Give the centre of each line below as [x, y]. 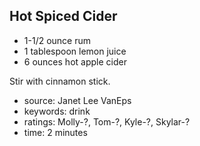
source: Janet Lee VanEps [77, 100]
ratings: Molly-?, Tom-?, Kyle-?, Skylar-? [107, 121]
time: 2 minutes [55, 132]
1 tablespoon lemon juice [75, 51]
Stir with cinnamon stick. [60, 81]
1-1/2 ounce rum [57, 40]
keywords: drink [57, 111]
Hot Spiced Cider [63, 16]
